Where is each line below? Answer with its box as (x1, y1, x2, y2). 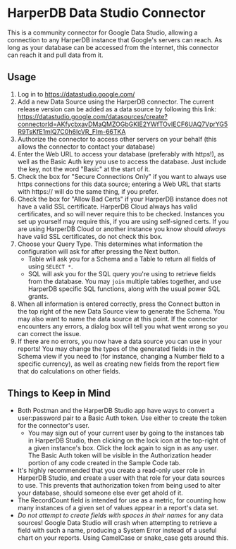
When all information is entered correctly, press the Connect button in (17, 300, 221, 308)
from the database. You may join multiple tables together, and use (27, 277, 222, 285)
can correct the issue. (17, 329, 82, 338)
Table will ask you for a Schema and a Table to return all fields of (27, 254, 216, 263)
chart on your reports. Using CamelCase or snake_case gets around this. (17, 533, 229, 542)
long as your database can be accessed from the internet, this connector (7, 43, 219, 51)
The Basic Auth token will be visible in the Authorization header (27, 451, 212, 459)
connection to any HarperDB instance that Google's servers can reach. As (7, 35, 223, 44)
